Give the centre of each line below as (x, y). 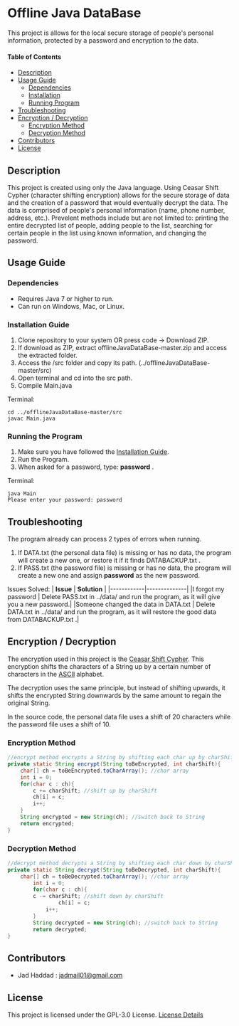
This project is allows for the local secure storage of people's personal (111, 33)
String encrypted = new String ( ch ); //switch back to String (112, 817)
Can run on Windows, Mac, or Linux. (71, 306)
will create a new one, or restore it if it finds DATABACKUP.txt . (109, 561)
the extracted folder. (48, 355)
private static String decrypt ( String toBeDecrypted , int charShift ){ (114, 869)
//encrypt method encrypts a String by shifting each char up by (106, 758)
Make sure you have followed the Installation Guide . (93, 452)
